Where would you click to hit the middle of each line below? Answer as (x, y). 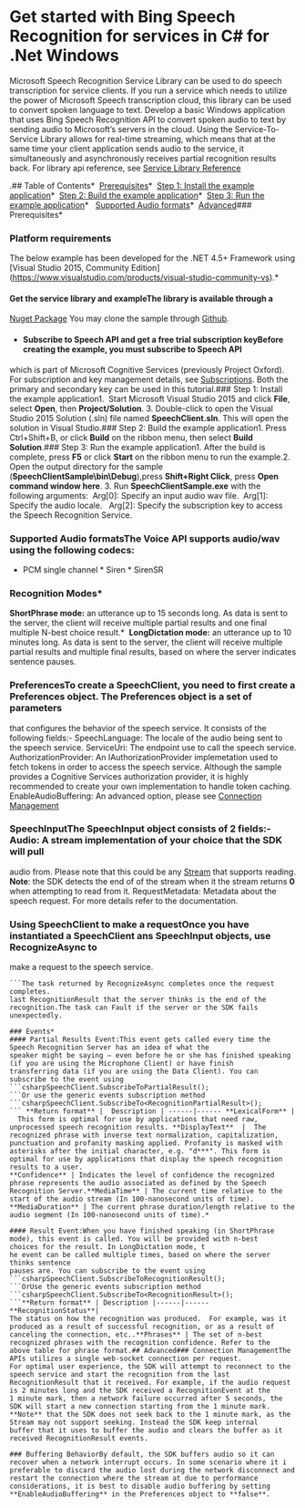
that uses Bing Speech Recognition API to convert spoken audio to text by (148, 119)
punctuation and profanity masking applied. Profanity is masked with (146, 1143)
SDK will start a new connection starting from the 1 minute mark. (140, 1407)
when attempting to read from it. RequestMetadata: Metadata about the (143, 891)
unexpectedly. (36, 1016)
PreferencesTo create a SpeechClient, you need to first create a (152, 686)
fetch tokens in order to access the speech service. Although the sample (146, 767)
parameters (36, 708)
